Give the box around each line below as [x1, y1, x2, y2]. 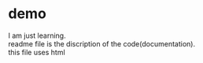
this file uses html [8, 47, 65, 57]
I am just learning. [8, 31, 66, 40]
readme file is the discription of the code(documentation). [8, 39, 195, 48]
